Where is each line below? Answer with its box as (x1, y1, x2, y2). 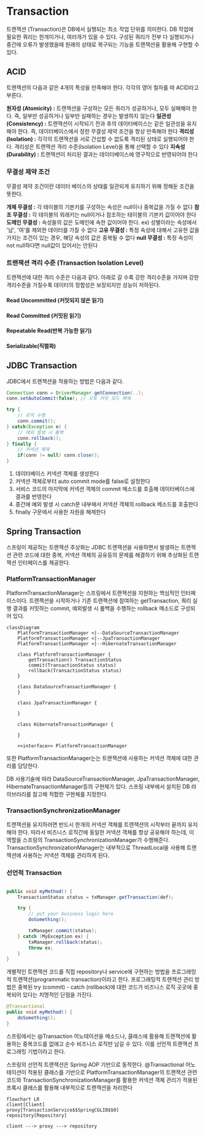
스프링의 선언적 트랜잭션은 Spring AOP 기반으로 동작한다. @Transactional (6, 1061, 185, 1068)
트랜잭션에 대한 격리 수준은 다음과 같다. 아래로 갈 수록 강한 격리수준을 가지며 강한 (6, 273, 199, 281)
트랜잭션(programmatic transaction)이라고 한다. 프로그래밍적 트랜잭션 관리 (12, 976, 194, 983)
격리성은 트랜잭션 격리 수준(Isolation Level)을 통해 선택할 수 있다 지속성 (14, 143, 186, 150)
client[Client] (6, 1101, 45, 1107)
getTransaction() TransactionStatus (28, 657, 122, 663)
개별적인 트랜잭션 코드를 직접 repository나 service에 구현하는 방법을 (6, 968, 170, 975)
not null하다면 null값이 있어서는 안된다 (6, 242, 98, 249)
